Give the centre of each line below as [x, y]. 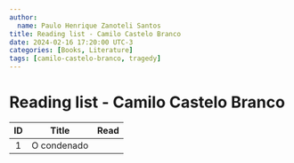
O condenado [60, 145]
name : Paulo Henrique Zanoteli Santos [90, 26]
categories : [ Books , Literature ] [71, 50]
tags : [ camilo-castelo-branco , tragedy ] [86, 58]
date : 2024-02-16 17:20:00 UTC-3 [71, 42]
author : [24, 17]
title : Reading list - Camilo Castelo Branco [95, 34]
